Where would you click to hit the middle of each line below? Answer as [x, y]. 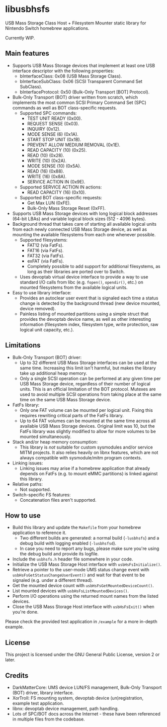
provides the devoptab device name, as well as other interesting [85, 319]
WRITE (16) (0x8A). [47, 176]
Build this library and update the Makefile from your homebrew [77, 528]
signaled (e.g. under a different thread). [53, 580]
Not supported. [35, 489]
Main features [27, 53]
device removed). [38, 308]
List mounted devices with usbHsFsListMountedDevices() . [71, 591]
